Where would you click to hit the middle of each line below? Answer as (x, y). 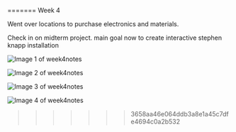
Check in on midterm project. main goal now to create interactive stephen (115, 38)
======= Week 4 (34, 10)
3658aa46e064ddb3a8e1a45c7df (180, 114)
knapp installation (33, 45)
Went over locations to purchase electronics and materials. (93, 24)
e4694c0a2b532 (156, 121)
